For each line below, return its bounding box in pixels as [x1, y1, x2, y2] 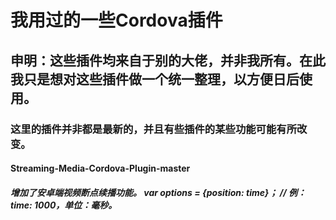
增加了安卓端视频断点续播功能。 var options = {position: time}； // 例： [10, 186, 307, 198]
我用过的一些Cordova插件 [10, 9, 223, 32]
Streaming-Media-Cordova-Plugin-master [10, 162, 191, 175]
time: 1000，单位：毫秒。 [10, 199, 118, 211]
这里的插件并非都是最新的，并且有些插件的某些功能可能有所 [10, 122, 298, 136]
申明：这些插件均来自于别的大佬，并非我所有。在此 [10, 52, 326, 69]
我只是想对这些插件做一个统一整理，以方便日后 [10, 71, 300, 88]
